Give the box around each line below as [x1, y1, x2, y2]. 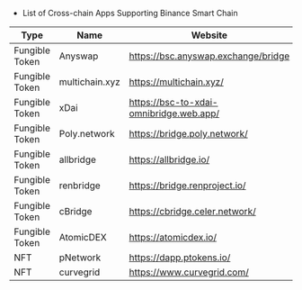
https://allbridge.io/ [129, 153, 210, 166]
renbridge [58, 179, 101, 192]
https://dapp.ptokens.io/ [129, 251, 231, 264]
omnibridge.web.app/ [129, 107, 220, 120]
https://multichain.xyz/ [129, 76, 225, 88]
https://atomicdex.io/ [129, 231, 218, 243]
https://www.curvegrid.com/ [129, 266, 249, 278]
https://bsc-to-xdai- [129, 96, 218, 108]
